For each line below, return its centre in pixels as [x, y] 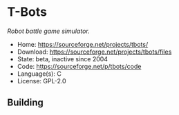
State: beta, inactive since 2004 [63, 59]
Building [25, 103]
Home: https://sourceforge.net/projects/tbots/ [83, 44]
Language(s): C [39, 74]
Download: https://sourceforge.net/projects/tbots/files [94, 52]
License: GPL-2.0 [42, 81]
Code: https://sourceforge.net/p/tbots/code [79, 66]
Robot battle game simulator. [48, 31]
